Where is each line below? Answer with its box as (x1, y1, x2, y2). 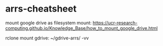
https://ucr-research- (92, 20, 138, 26)
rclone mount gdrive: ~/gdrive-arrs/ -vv (5, 35, 89, 41)
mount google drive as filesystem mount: (5, 20, 92, 26)
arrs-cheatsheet (5, 3, 77, 15)
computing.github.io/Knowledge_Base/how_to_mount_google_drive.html (5, 25, 158, 31)
